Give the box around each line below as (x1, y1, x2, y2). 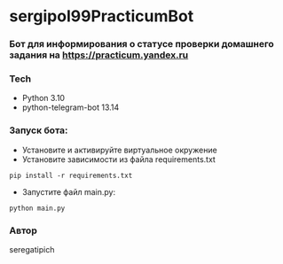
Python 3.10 (21, 93, 65, 104)
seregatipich (9, 245, 55, 254)
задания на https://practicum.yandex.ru (9, 49, 189, 61)
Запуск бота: (9, 124, 68, 136)
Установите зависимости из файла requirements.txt (21, 153, 216, 165)
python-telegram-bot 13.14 (21, 102, 120, 113)
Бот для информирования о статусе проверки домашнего (9, 38, 274, 50)
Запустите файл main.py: (21, 186, 116, 197)
